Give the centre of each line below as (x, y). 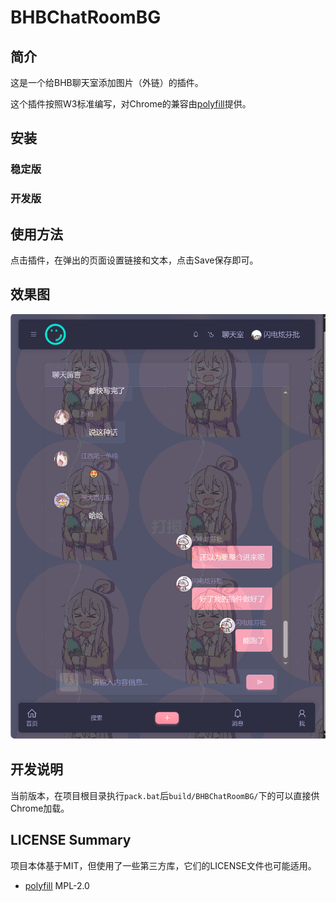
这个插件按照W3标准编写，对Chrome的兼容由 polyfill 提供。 (131, 104)
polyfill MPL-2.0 (57, 885)
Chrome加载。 (40, 808)
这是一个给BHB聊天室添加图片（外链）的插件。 (107, 82)
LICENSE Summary (71, 840)
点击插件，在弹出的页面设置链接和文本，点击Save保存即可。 (134, 260)
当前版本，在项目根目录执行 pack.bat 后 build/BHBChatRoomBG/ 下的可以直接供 (165, 795)
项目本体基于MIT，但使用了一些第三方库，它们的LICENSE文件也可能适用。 (163, 865)
